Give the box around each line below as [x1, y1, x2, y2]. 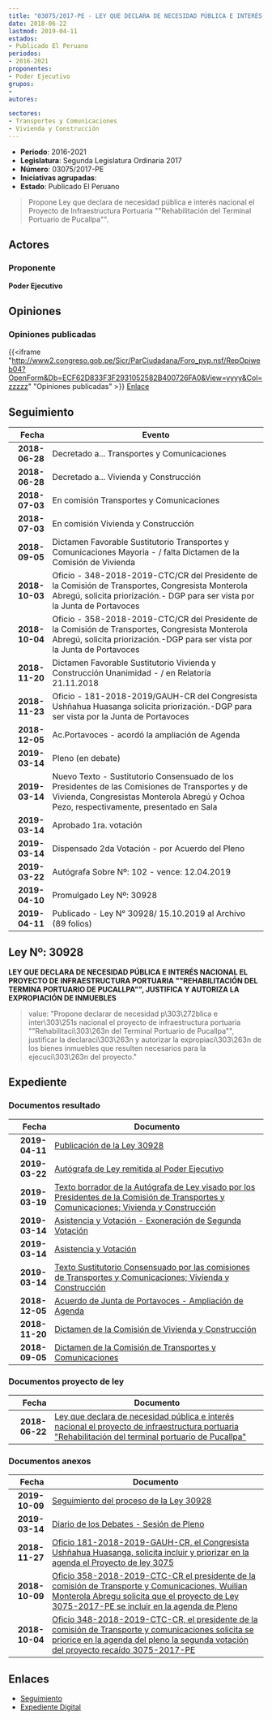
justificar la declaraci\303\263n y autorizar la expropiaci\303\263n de [28, 1035, 261, 1044]
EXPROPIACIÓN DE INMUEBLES [8, 992, 117, 1003]
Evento [142, 430, 170, 441]
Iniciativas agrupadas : [19, 172, 97, 183]
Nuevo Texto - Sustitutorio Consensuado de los [52, 771, 234, 782]
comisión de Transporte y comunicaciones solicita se [51, 1624, 254, 1636]
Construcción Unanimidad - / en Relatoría [52, 668, 212, 679]
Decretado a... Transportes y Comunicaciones [52, 448, 227, 460]
